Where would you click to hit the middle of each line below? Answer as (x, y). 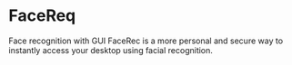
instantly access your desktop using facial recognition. (111, 50)
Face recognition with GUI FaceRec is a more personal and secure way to (146, 41)
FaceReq (42, 16)
